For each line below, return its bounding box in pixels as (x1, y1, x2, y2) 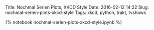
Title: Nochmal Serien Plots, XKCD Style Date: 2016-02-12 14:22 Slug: (5, 4, 149, 10)
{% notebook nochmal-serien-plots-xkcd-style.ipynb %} (5, 19, 122, 25)
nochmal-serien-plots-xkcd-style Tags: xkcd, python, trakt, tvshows (5, 9, 146, 15)
